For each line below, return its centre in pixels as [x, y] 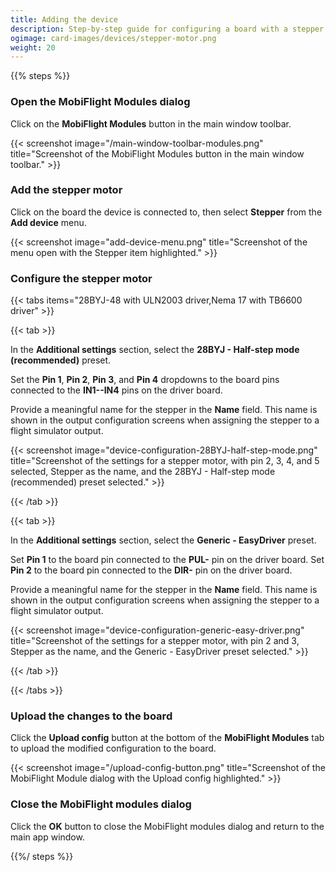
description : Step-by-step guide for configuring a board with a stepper [167, 29]
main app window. [47, 837]
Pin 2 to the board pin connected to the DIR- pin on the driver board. [151, 570]
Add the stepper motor [66, 190]
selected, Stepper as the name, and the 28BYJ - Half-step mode [143, 472]
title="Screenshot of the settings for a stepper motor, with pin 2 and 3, [155, 641]
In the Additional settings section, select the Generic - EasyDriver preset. [163, 540]
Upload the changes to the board [91, 716]
